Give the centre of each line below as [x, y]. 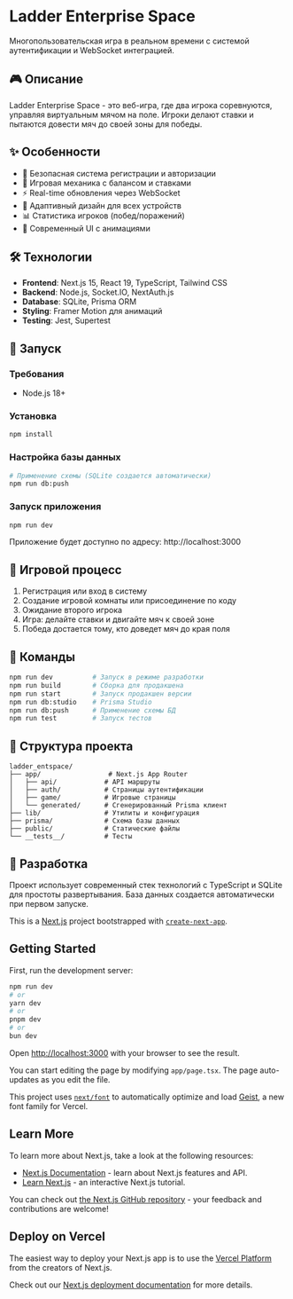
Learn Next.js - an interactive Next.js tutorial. [104, 1182]
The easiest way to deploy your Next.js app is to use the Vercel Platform [141, 1258]
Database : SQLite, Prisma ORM [79, 302]
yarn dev [25, 1003]
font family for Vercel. [49, 1106]
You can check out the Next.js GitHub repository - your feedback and [136, 1199]
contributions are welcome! [59, 1208]
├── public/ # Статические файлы [94, 829]
